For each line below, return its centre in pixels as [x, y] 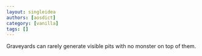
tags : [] [17, 29]
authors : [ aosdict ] [31, 18]
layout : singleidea [31, 12]
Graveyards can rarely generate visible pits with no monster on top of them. [101, 46]
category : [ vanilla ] [33, 23]
